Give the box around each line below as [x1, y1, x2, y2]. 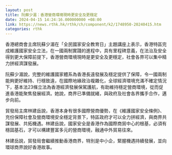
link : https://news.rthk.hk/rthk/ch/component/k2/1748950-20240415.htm [5, 21, 161, 27]
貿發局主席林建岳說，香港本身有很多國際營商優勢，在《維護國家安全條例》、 [5, 108, 165, 114]
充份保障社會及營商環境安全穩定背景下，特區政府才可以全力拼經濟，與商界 [5, 114, 162, 120]
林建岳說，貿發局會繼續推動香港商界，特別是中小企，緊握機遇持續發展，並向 [5, 138, 167, 144]
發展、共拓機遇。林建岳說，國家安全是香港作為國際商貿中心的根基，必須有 [9, 121, 167, 127]
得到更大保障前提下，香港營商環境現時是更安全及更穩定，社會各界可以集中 [5, 54, 162, 60]
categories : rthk [5, 27, 42, 32]
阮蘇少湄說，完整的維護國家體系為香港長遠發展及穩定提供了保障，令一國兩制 [5, 71, 167, 77]
